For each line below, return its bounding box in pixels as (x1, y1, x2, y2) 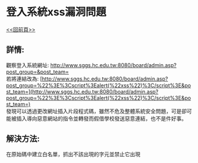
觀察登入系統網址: (6, 61, 49, 68)
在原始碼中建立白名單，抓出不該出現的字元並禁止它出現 (6, 151, 140, 158)
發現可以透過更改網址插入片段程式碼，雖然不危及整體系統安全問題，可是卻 (6, 107, 187, 115)
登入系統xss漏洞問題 (6, 5, 107, 19)
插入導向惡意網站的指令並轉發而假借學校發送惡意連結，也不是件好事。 (16, 115, 187, 122)
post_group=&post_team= (6, 68, 69, 75)
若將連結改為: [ (6, 75, 42, 82)
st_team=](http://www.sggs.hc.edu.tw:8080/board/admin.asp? (6, 88, 159, 95)
